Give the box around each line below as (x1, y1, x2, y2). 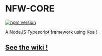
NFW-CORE (5, 3, 55, 14)
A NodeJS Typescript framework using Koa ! (5, 29, 97, 35)
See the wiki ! (5, 43, 48, 52)
